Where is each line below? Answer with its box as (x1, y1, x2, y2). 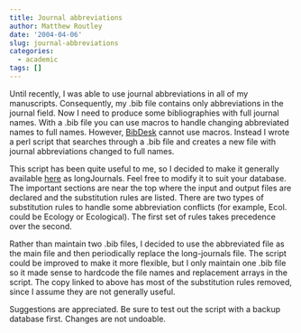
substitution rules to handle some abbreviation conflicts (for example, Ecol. (9, 201, 287, 212)
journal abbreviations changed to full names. (9, 145, 175, 156)
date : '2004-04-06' (9, 30, 83, 39)
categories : (9, 47, 54, 56)
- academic (17, 55, 59, 64)
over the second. (9, 220, 72, 231)
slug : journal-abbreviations (9, 38, 119, 48)
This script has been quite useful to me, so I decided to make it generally (9, 163, 279, 174)
